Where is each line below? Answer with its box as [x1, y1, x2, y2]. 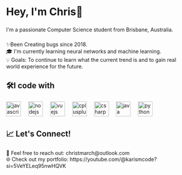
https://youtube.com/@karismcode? [69, 156, 157, 163]
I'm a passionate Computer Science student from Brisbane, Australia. [6, 26, 173, 34]
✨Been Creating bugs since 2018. [6, 41, 87, 48]
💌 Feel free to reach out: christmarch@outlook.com [6, 149, 130, 156]
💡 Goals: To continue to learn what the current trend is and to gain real [6, 57, 177, 64]
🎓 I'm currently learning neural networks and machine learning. [6, 48, 161, 55]
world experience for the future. [6, 63, 83, 70]
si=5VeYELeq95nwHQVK [6, 162, 66, 169]
